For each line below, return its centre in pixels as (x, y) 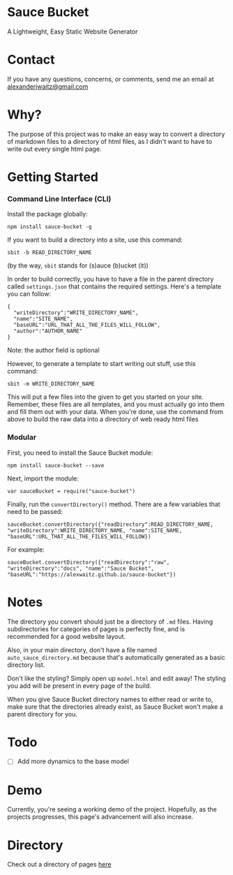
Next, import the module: (43, 478)
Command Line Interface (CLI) (59, 198)
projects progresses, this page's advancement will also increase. (100, 817)
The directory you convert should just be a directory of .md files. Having (110, 622)
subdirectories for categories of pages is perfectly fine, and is (96, 628)
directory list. (26, 665)
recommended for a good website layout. (67, 636)
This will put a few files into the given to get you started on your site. (105, 397)
